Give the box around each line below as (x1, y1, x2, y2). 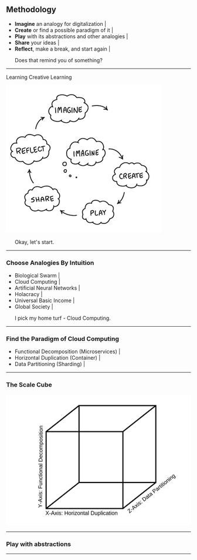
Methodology (6, 5, 57, 15)
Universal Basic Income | (14, 297, 75, 304)
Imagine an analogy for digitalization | (14, 20, 107, 27)
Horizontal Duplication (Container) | (14, 354, 101, 361)
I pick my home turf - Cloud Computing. (14, 314, 111, 322)
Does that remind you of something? (14, 56, 103, 63)
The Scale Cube (6, 381, 53, 389)
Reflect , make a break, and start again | (14, 45, 111, 52)
